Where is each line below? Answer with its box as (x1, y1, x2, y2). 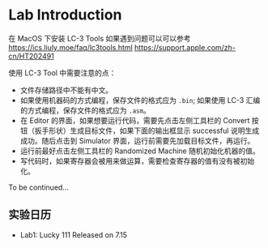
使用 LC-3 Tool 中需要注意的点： (8, 67, 117, 78)
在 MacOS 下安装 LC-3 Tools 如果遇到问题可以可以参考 (8, 33, 192, 43)
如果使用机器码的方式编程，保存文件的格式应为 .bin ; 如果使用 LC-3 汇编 (19, 95, 261, 105)
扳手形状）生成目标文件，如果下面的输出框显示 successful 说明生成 (34, 126, 260, 135)
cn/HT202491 (8, 51, 54, 61)
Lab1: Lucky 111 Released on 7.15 (19, 229, 128, 240)
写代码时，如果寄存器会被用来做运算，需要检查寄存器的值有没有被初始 (19, 156, 255, 165)
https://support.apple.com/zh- (134, 42, 236, 52)
